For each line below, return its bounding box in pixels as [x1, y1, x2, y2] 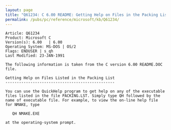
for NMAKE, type [5, 102, 40, 108]
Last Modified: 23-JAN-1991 [5, 53, 65, 59]
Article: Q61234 [5, 31, 40, 36]
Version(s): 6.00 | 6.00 [5, 40, 63, 45]
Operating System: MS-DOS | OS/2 [5, 44, 76, 49]
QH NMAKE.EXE [12, 111, 40, 116]
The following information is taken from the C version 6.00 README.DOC [5, 62, 163, 67]
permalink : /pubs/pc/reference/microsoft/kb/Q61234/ [5, 17, 120, 22]
